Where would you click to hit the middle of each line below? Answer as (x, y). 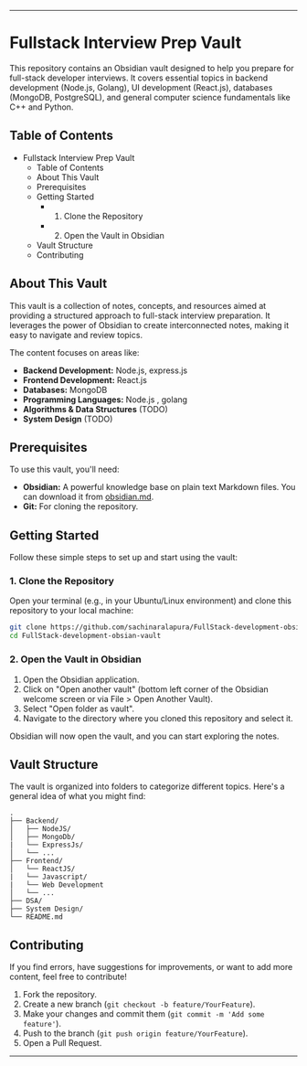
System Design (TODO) (68, 419)
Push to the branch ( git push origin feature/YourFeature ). (135, 1033)
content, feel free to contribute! (69, 977)
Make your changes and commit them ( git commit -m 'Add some (143, 1014)
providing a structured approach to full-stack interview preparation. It (140, 315)
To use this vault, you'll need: (65, 469)
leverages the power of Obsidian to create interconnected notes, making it (149, 325)
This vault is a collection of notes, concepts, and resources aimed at (138, 305)
